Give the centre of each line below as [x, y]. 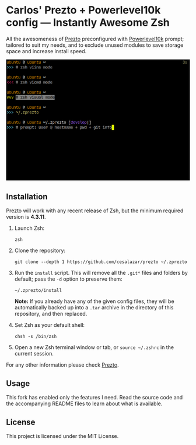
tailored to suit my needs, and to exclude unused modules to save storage [95, 45]
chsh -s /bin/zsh [36, 337]
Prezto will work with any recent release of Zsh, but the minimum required [95, 211]
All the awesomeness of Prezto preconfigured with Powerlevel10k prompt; [95, 39]
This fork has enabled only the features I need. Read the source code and [94, 398]
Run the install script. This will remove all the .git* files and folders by [101, 273]
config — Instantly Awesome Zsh [88, 23]
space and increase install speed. [46, 51]
